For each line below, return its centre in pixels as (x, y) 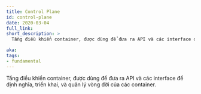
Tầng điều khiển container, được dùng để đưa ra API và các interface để (95, 78)
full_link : (20, 28)
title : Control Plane (33, 12)
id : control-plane (29, 17)
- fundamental (24, 61)
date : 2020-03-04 (28, 23)
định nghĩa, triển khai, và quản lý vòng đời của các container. (81, 84)
